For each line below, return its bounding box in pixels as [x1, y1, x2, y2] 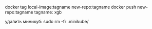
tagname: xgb [34, 9, 62, 15]
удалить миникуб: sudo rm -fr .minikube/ [5, 19, 89, 24]
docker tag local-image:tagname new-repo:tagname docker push [5, 4, 136, 10]
